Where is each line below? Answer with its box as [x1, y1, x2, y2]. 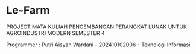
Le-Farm [6, 4, 50, 17]
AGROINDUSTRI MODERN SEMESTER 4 [6, 29, 106, 36]
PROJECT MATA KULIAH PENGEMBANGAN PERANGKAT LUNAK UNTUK [6, 23, 187, 30]
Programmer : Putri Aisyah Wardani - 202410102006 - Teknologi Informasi [6, 41, 191, 48]
